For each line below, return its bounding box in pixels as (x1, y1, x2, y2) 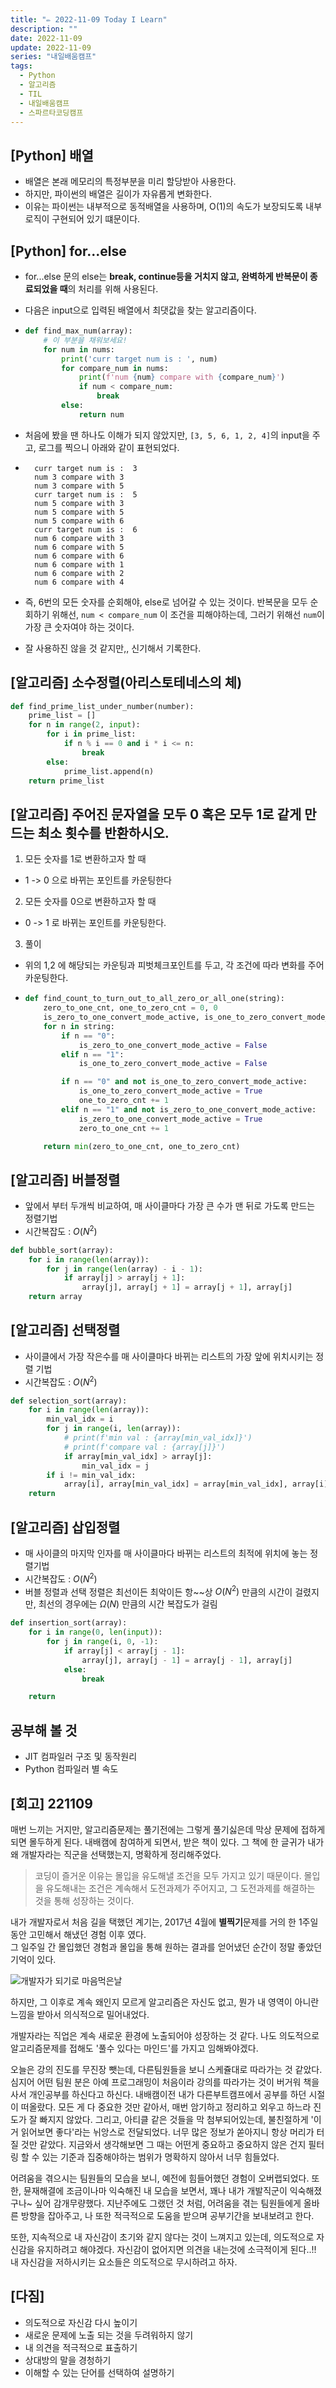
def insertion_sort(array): (10, 1618, 128, 1628)
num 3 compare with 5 (34, 481, 125, 491)
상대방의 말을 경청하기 (24, 2354, 112, 2366)
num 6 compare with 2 (34, 568, 125, 578)
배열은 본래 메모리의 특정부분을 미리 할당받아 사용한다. (24, 176, 237, 188)
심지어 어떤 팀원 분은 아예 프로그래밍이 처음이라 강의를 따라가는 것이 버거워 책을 (10, 2076, 320, 2088)
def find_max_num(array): (24, 326, 133, 336)
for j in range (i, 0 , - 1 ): (46, 1637, 159, 1647)
